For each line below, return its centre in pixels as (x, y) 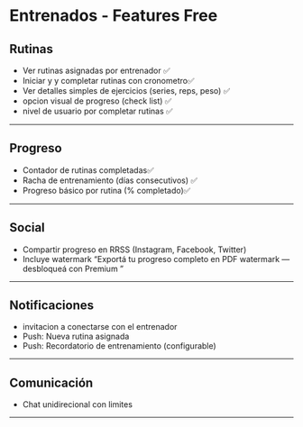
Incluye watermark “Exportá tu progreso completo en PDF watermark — (156, 259)
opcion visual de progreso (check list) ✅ (97, 101)
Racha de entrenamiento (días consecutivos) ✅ (110, 180)
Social (27, 227)
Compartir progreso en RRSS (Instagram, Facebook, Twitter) (134, 250)
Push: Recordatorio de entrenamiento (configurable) (119, 346)
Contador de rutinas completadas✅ (88, 170)
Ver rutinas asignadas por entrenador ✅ (96, 70)
